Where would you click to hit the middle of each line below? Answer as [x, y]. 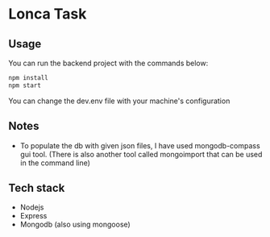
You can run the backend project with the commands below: [108, 63]
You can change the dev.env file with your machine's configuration [119, 101]
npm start [25, 85]
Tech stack [37, 187]
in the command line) [55, 163]
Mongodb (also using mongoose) [75, 225]
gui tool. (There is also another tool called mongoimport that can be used [141, 154]
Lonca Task [48, 14]
